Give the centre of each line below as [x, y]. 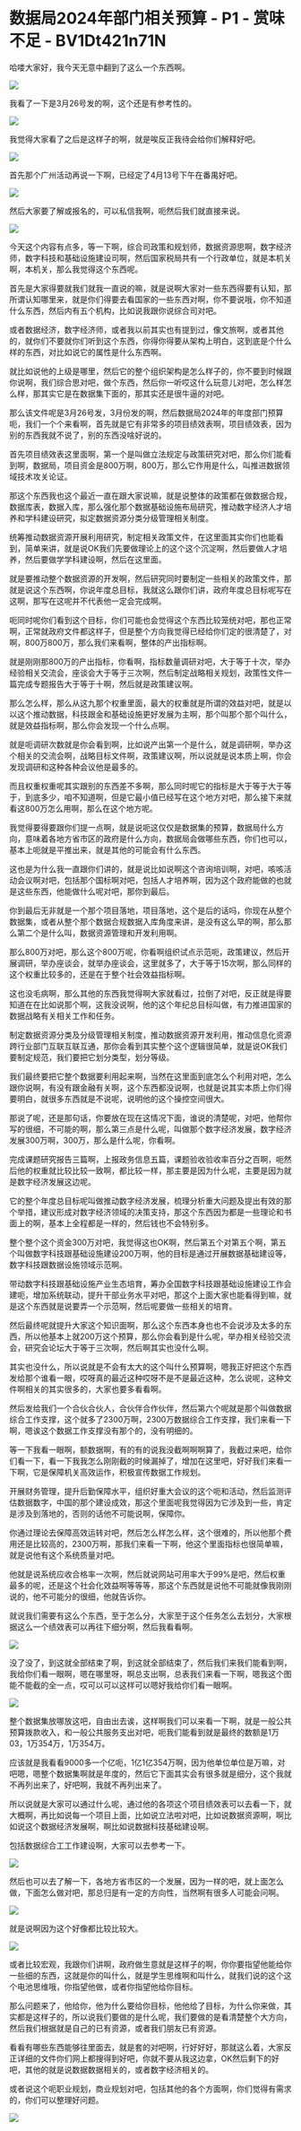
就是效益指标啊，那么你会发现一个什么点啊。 [92, 725]
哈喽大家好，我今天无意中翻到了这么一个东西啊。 [99, 67]
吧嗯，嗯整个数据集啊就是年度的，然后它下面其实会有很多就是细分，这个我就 [150, 1773]
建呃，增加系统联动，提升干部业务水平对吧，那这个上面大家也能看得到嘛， [146, 1295]
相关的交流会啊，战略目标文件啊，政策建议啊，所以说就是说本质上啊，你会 [154, 755]
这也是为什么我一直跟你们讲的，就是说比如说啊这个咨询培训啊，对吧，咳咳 [146, 869]
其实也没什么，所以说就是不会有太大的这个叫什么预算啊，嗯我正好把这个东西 [150, 1366]
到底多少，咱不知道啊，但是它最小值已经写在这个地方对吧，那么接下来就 [158, 797]
